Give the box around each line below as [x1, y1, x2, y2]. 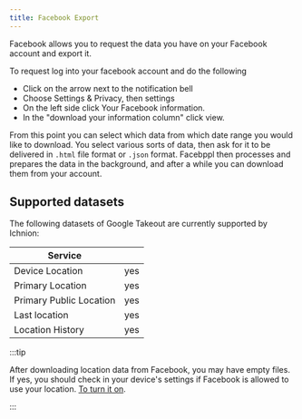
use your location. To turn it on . [9, 384, 127, 395]
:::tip [9, 346, 26, 358]
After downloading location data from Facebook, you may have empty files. [9, 365, 290, 375]
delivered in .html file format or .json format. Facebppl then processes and [9, 149, 291, 160]
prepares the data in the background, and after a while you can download [9, 158, 284, 169]
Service [47, 249, 83, 262]
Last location [14, 309, 69, 322]
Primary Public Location [14, 294, 116, 307]
